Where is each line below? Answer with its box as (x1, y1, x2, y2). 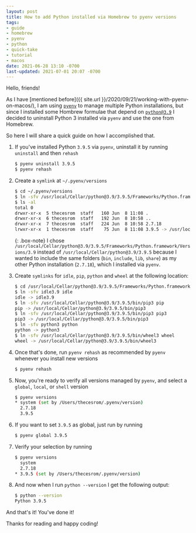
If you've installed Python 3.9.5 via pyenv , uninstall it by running (14, 143, 169, 151)
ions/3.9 (14, 250, 36, 255)
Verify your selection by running (14, 443, 92, 450)
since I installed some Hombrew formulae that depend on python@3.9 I (6, 108, 174, 115)
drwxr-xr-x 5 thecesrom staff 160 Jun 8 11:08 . (14, 210, 149, 216)
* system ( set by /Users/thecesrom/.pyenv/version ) (14, 399, 143, 406)
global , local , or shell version (14, 383, 89, 390)
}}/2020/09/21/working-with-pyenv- (101, 96, 189, 103)
